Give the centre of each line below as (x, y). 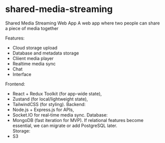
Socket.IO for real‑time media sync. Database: (60, 115)
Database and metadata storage (46, 53)
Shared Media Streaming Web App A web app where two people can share (83, 23)
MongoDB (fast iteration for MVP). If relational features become (78, 120)
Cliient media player (33, 58)
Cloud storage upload (35, 47)
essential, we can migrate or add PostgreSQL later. (65, 125)
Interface (22, 74)
